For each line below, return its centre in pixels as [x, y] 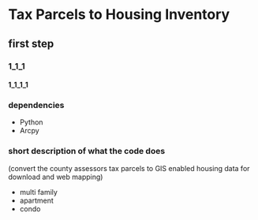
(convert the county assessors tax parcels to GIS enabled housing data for [129, 168]
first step [31, 44]
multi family [38, 192]
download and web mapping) [56, 177]
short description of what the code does [87, 151]
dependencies [36, 106]
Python [31, 122]
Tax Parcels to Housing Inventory [119, 15]
